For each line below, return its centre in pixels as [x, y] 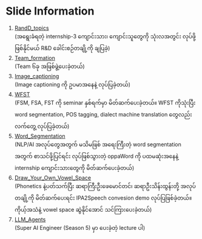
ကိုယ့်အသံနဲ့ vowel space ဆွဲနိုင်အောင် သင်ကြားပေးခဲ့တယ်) [83, 209]
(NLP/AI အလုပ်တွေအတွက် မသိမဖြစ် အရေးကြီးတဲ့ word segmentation [98, 144]
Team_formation [35, 58]
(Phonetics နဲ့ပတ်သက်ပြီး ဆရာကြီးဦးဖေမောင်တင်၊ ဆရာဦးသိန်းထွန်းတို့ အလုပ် [105, 186]
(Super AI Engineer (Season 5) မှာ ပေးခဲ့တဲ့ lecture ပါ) [80, 227]
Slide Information [50, 11]
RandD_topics [32, 28]
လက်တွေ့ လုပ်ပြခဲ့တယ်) [42, 126]
